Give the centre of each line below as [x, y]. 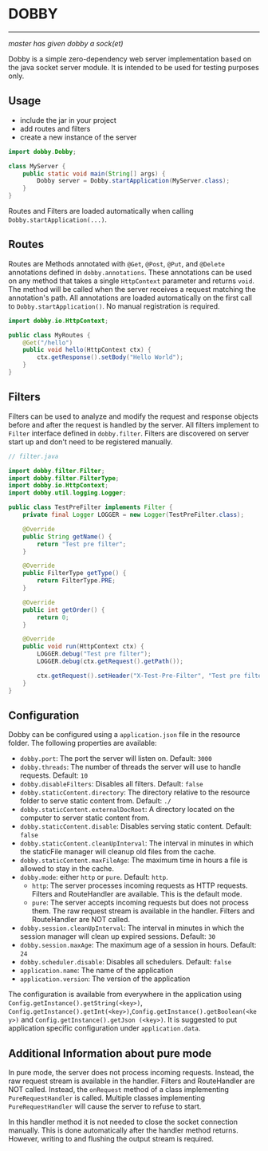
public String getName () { [67, 536]
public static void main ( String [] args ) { [94, 173]
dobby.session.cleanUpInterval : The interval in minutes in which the [132, 928]
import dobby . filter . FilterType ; [64, 478]
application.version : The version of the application [105, 979]
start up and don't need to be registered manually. [91, 441]
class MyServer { [37, 166]
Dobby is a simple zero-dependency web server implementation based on [130, 59]
